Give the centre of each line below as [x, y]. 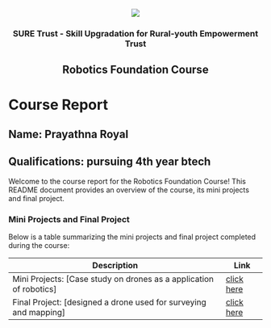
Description [115, 265]
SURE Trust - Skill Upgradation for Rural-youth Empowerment [135, 33]
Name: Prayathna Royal [69, 134]
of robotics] [35, 289]
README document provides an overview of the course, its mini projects [129, 190]
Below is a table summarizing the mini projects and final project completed [132, 237]
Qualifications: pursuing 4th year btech [110, 162]
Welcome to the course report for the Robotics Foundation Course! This [127, 181]
